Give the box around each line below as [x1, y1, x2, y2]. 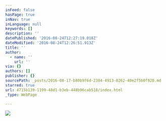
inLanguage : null [5, 21, 42, 27]
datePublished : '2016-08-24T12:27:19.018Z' [5, 36, 98, 41]
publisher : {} [5, 73, 35, 78]
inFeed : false [5, 7, 35, 13]
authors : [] [5, 69, 30, 74]
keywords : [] [5, 26, 33, 31]
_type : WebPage [5, 92, 37, 97]
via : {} [5, 64, 22, 69]
